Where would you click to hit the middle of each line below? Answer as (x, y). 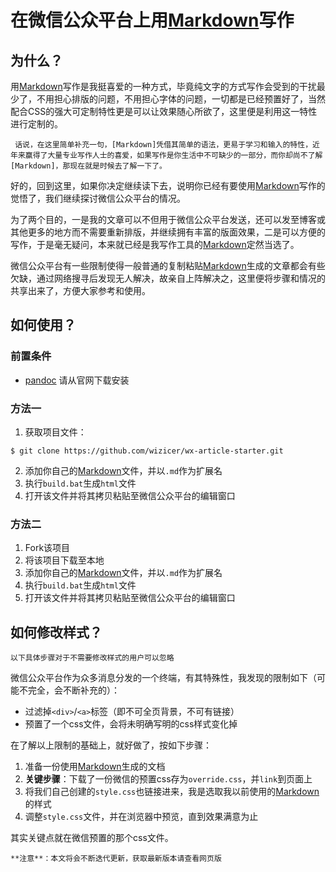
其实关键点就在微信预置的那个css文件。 (92, 838)
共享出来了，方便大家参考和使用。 (80, 290)
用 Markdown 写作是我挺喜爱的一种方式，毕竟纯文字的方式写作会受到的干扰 (163, 86)
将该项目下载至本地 (64, 560)
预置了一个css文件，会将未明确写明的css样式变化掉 (131, 724)
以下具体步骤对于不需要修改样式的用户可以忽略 (92, 658)
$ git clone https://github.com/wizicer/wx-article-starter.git (147, 451)
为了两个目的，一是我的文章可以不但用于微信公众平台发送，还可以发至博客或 (168, 219)
